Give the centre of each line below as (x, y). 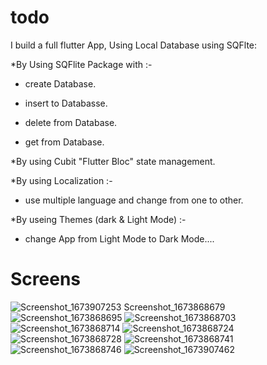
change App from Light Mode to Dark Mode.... (119, 238)
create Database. (60, 83)
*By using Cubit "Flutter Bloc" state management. (113, 161)
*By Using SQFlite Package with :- (81, 64)
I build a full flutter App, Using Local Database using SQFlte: (134, 45)
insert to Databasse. (66, 103)
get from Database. (64, 142)
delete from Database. (71, 122)
